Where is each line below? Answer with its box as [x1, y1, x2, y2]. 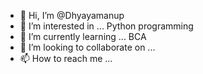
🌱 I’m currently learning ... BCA [19, 31, 147, 42]
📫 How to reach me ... [19, 53, 113, 64]
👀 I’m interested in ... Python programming [19, 20, 194, 32]
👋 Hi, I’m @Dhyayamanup [19, 10, 125, 21]
